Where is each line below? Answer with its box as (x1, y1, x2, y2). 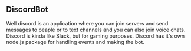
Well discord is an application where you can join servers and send (6, 20, 169, 27)
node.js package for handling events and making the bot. (6, 38, 144, 45)
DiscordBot (6, 5, 48, 14)
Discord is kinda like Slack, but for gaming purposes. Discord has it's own (6, 32, 185, 39)
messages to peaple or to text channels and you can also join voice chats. (6, 26, 186, 33)
